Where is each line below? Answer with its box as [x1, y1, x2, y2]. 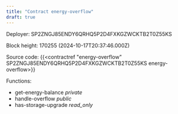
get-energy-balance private [14, 89, 83, 96]
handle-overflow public [14, 95, 72, 102]
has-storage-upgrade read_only [14, 101, 93, 108]
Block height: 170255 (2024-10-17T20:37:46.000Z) [6, 42, 130, 49]
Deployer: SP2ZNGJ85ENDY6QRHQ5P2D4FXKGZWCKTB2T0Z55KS [6, 30, 173, 37]
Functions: [6, 77, 32, 84]
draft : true [6, 14, 35, 20]
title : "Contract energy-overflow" [6, 8, 94, 15]
